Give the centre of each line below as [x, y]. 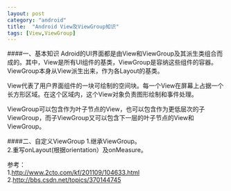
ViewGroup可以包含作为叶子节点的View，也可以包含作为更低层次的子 [106, 109]
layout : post [26, 14]
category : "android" [37, 20]
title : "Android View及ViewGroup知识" [63, 26]
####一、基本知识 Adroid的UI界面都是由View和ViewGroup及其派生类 [106, 53]
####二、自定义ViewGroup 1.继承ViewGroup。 [74, 141]
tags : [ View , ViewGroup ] [42, 33]
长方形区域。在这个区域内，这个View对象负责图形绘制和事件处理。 [102, 94]
